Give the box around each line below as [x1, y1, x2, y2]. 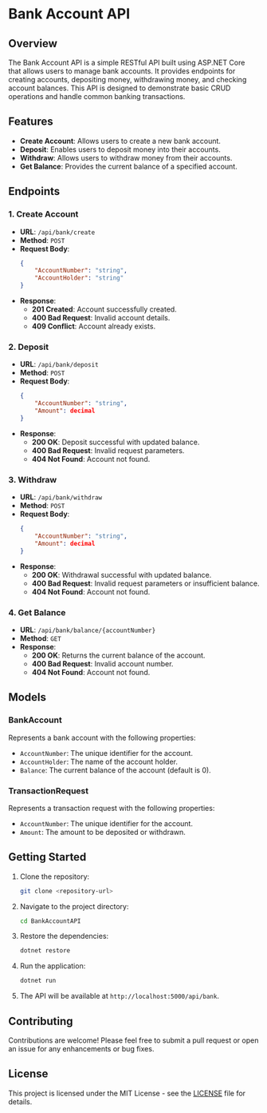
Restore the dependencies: [19, 932, 109, 941]
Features [8, 115, 53, 129]
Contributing [8, 1014, 73, 1028]
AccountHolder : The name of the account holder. [19, 757, 178, 766]
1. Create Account [8, 209, 79, 220]
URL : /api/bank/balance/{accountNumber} [19, 625, 156, 634]
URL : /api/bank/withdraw [19, 492, 102, 502]
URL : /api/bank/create [19, 227, 96, 237]
